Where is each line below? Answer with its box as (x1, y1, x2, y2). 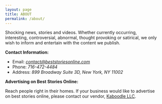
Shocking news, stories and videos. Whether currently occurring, (5, 30, 137, 36)
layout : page (5, 7, 32, 12)
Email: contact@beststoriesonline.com (12, 59, 90, 65)
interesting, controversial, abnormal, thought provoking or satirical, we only (5, 35, 157, 41)
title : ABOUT (5, 12, 32, 17)
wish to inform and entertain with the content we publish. (5, 40, 120, 46)
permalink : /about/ (5, 16, 45, 21)
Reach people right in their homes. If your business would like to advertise (5, 88, 155, 94)
